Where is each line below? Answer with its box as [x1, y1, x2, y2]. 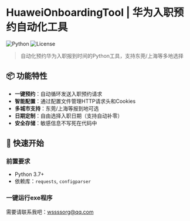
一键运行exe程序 [6, 194, 53, 202]
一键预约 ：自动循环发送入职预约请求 [14, 90, 103, 97]
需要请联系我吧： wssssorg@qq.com [6, 208, 94, 215]
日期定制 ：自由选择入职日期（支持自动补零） [14, 112, 123, 119]
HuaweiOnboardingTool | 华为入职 [6, 6, 174, 19]
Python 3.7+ [14, 171, 45, 178]
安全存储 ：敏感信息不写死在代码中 [14, 119, 97, 126]
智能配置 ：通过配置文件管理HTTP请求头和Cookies [14, 98, 136, 105]
